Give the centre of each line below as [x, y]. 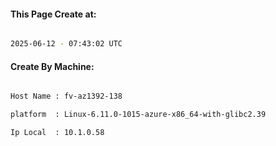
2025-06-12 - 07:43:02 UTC [66, 44]
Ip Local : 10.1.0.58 [57, 133]
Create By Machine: [52, 66]
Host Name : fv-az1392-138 [66, 96]
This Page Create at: [53, 14]
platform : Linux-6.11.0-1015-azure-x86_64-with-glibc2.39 [138, 115]
